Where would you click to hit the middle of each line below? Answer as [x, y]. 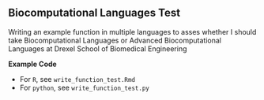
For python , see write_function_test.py [85, 87]
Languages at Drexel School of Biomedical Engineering [98, 48]
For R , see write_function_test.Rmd [77, 79]
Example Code [32, 64]
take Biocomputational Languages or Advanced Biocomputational [115, 40]
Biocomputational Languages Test [94, 13]
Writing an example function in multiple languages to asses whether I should [132, 31]
